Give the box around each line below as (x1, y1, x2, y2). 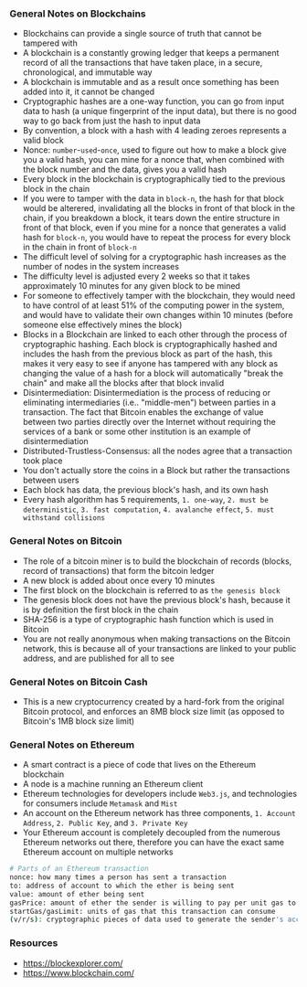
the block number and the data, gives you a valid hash (22, 164, 227, 175)
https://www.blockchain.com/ (22, 967, 134, 978)
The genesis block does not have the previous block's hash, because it (22, 594, 291, 605)
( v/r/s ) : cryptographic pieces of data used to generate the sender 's (9, 915, 284, 925)
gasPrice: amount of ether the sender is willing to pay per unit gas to (9, 898, 297, 907)
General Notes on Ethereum (9, 738, 135, 751)
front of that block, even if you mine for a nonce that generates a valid (22, 222, 287, 233)
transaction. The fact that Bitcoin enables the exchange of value (22, 407, 264, 418)
